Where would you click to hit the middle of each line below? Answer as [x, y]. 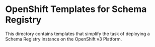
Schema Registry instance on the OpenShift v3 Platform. [64, 39]
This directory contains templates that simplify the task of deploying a [77, 33]
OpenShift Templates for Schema [76, 9]
